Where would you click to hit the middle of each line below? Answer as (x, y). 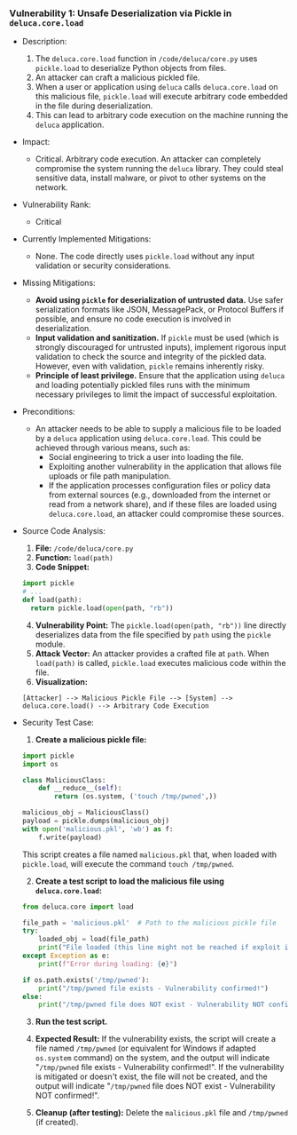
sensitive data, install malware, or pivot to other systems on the (150, 178)
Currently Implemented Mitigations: (86, 239)
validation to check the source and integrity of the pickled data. (151, 357)
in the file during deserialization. (94, 106)
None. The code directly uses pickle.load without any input (145, 257)
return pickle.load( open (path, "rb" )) (102, 608)
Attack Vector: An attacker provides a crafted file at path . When (152, 653)
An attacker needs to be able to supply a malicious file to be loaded (158, 429)
